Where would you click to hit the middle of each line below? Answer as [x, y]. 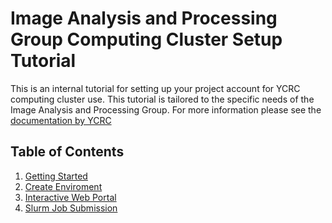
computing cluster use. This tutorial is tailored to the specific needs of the [162, 99]
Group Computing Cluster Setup [146, 39]
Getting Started [56, 176]
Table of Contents [67, 152]
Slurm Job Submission [71, 208]
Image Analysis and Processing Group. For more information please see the [166, 109]
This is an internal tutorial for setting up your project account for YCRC [155, 88]
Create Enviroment [63, 186]
